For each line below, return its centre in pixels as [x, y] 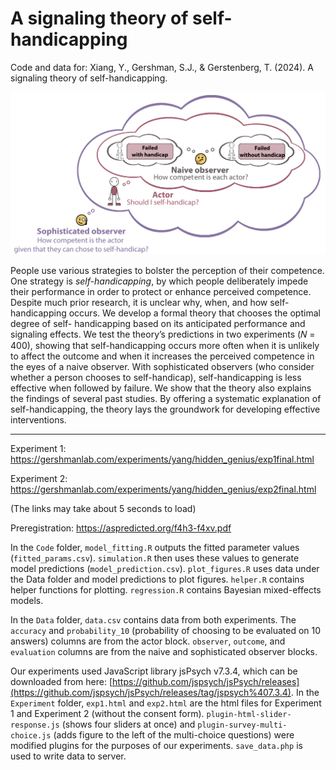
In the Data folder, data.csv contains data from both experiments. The [153, 620]
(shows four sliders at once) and [128, 724]
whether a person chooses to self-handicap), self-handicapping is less [156, 378]
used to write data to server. [68, 756]
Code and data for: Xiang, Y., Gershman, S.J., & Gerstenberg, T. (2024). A [162, 67]
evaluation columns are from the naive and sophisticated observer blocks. [164, 652]
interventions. [38, 420]
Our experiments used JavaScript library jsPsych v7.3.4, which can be [154, 671]
